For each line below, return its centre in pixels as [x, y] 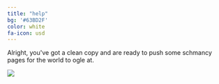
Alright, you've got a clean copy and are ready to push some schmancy [110, 53]
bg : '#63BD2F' [28, 20]
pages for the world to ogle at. [51, 60]
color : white [26, 26]
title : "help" [28, 14]
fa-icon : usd [26, 33]
